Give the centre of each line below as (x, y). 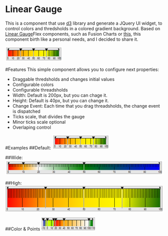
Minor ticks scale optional (39, 122)
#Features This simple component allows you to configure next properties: (82, 69)
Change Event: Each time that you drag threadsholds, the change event (86, 106)
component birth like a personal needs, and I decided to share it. (72, 39)
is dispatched (26, 111)
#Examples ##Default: (28, 147)
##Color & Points (23, 229)
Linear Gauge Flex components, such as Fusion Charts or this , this (73, 34)
